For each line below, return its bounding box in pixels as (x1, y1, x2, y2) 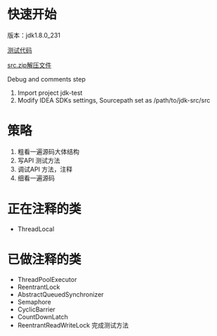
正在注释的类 (7, 201, 82, 217)
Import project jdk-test (17, 89, 83, 97)
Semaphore (17, 297, 51, 306)
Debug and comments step (7, 75, 86, 83)
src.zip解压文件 (7, 60, 52, 69)
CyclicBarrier (17, 305, 56, 314)
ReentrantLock (17, 283, 60, 291)
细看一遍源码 (17, 174, 55, 182)
